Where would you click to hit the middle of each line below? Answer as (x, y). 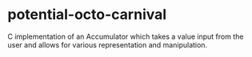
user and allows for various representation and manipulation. (108, 44)
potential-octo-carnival (87, 15)
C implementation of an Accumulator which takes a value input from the (126, 36)
